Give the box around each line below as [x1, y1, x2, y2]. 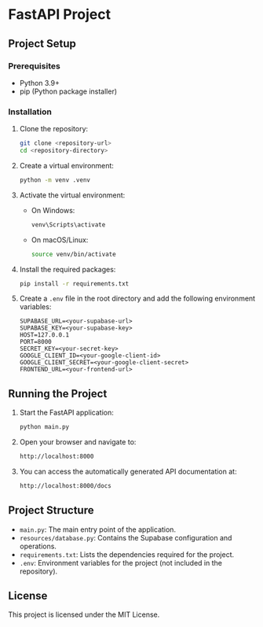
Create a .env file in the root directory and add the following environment [19, 293, 256, 304]
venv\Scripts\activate [31, 220, 106, 229]
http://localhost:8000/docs [19, 481, 111, 489]
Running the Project [8, 387, 108, 400]
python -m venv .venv [19, 175, 90, 184]
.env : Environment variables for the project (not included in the [19, 558, 222, 567]
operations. [19, 541, 57, 551]
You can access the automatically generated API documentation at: [19, 467, 237, 476]
